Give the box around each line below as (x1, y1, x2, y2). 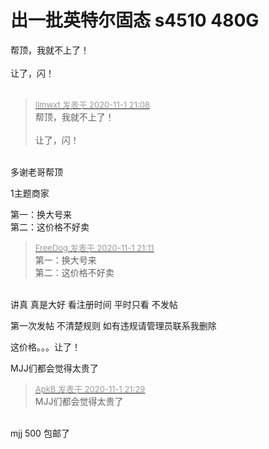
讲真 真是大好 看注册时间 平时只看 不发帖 (10, 298, 178, 310)
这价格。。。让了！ (10, 341, 81, 353)
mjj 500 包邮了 (10, 427, 70, 439)
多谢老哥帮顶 (10, 166, 63, 178)
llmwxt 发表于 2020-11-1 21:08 (34, 99, 150, 110)
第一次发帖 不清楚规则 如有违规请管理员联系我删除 (10, 319, 217, 331)
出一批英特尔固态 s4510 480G (10, 9, 260, 32)
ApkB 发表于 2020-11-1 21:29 (34, 383, 146, 395)
